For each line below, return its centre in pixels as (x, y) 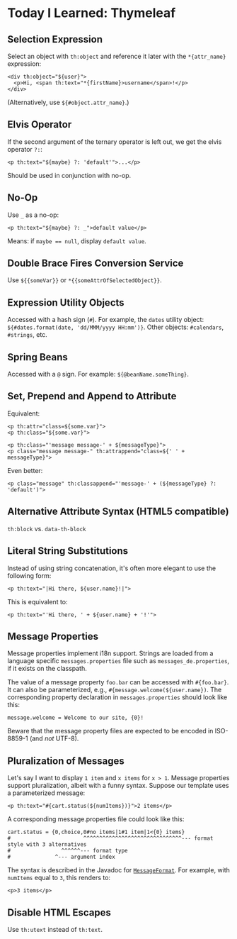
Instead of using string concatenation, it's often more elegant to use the (112, 568)
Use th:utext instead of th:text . (55, 929)
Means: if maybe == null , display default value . (77, 241)
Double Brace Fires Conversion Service (96, 263)
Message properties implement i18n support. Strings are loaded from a (110, 653)
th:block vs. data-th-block (47, 528)
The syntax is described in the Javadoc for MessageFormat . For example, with (118, 870)
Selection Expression (55, 39)
